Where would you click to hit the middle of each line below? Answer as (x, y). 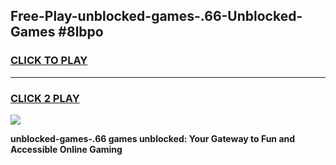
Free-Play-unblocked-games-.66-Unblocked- (156, 16)
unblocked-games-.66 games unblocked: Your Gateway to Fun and (153, 138)
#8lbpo (81, 32)
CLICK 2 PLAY (45, 98)
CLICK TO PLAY (49, 61)
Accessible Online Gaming (66, 149)
